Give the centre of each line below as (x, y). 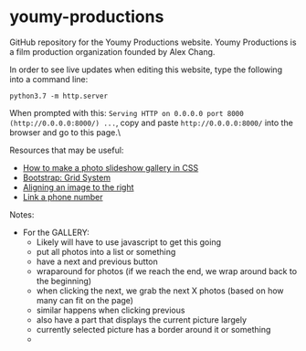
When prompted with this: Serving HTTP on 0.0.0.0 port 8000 (127, 112)
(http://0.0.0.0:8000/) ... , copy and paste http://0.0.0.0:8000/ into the (152, 122)
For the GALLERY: (56, 232)
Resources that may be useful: (67, 150)
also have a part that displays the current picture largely (142, 319)
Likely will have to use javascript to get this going (129, 242)
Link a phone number (63, 197)
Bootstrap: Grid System (67, 177)
